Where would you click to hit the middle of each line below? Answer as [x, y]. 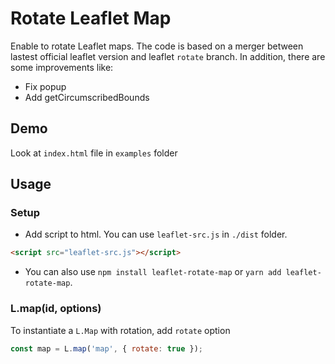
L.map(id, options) [56, 309]
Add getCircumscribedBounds [87, 97]
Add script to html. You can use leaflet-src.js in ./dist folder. [156, 234]
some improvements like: [62, 67]
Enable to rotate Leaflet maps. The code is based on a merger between [157, 46]
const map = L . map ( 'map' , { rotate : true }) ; [106, 348]
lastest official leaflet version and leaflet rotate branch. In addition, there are [168, 56]
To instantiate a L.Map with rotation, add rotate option [120, 330]
